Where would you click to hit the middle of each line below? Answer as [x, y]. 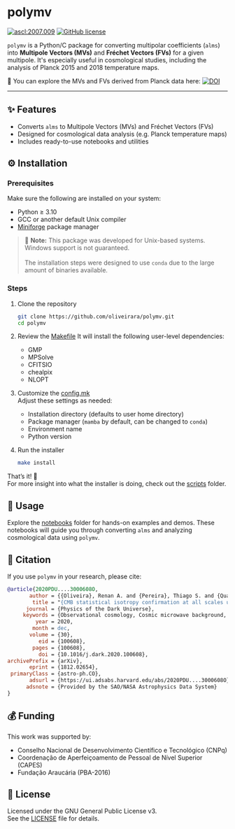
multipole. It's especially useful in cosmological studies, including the [107, 60]
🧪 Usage [26, 506]
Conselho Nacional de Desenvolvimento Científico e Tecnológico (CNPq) [122, 750]
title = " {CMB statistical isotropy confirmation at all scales [128, 602]
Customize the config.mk [54, 393]
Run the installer [41, 450]
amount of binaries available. [66, 270]
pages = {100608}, [59, 648]
